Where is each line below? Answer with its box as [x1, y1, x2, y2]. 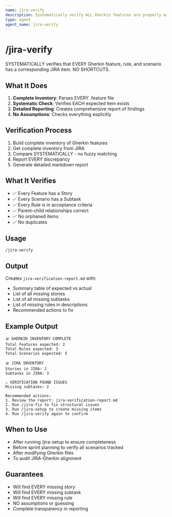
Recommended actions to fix [12, 307, 74, 313]
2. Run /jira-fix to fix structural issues [5, 403, 100, 408]
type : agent [5, 17, 31, 22]
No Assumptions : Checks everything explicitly [12, 111, 112, 117]
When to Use [5, 425, 48, 434]
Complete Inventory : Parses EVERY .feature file [12, 95, 114, 101]
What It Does [5, 81, 48, 90]
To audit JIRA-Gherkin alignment [12, 455, 82, 461]
